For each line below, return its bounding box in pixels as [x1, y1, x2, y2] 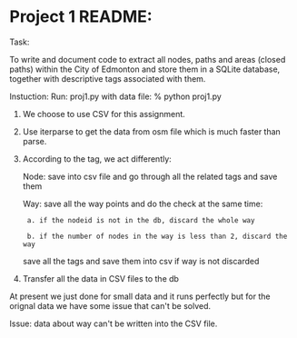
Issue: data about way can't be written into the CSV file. [9, 318, 218, 329]
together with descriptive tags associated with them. [9, 73, 206, 84]
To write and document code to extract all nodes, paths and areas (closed [9, 54, 286, 65]
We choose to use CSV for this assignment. [22, 108, 186, 119]
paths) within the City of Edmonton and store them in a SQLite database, [9, 64, 281, 75]
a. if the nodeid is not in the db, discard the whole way [26, 215, 255, 224]
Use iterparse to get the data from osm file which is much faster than [22, 125, 282, 137]
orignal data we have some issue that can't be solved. [9, 300, 212, 311]
